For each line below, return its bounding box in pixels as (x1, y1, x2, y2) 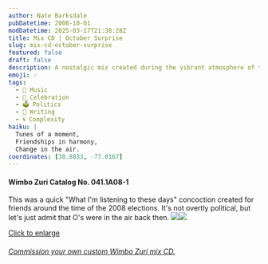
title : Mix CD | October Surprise (8, 33, 124, 42)
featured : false (8, 49, 62, 57)
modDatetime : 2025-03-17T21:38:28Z (8, 26, 127, 34)
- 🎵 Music (15, 85, 48, 94)
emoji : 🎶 (8, 71, 37, 79)
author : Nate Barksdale (8, 11, 88, 20)
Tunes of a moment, (15, 130, 81, 138)
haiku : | (8, 123, 37, 131)
